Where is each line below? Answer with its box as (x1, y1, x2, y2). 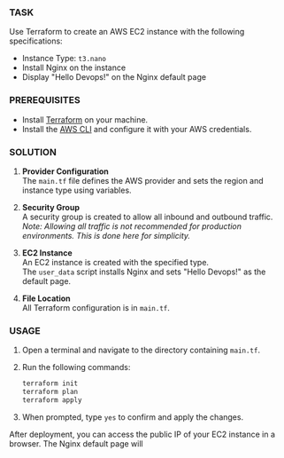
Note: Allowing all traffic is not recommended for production (21, 220, 242, 232)
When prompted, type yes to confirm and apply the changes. (21, 411, 244, 422)
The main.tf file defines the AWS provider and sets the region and (21, 175, 264, 186)
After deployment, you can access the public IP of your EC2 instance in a (9, 429, 276, 439)
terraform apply (21, 395, 82, 405)
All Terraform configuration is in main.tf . (21, 302, 171, 312)
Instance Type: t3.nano (21, 53, 106, 64)
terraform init (21, 379, 79, 388)
